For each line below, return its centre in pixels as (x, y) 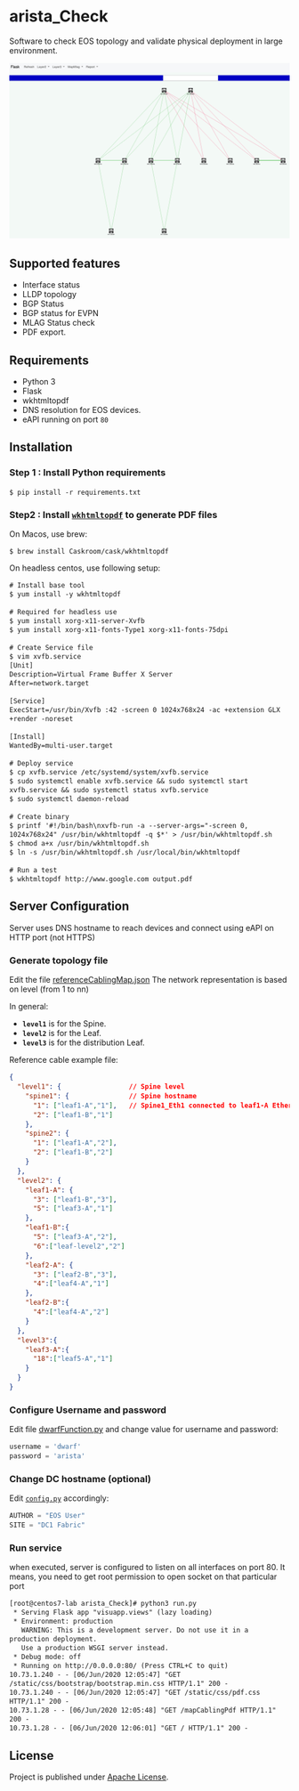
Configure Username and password (88, 1410)
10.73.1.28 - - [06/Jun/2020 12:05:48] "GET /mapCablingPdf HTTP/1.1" (143, 1711)
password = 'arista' (48, 1456)
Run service (36, 1548)
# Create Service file (51, 648)
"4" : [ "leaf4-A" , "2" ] (71, 1312)
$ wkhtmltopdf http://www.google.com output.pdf (101, 879)
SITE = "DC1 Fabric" (48, 1525)
